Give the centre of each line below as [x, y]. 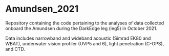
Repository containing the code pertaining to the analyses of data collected [85, 23]
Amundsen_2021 [42, 9]
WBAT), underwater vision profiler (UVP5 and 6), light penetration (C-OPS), [85, 43]
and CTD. [15, 49]
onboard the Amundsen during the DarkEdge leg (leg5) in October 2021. [81, 28]
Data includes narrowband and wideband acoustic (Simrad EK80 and [78, 38]
